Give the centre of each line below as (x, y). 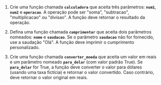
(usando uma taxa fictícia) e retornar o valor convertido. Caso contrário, (82, 72)
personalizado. (25, 47)
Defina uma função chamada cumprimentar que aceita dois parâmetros (80, 32)
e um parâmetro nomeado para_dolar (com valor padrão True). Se (76, 62)
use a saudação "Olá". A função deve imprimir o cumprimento (72, 42)
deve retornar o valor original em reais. (49, 77)
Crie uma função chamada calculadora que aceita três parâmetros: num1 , (83, 7)
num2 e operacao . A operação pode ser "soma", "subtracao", (69, 12)
